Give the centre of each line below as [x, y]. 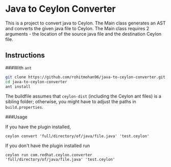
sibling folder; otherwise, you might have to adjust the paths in [71, 102]
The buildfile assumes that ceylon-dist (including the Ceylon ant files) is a [83, 96]
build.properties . [24, 107]
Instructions [25, 55]
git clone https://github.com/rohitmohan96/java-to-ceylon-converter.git [86, 77]
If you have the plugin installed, [38, 127]
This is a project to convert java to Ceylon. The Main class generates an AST [86, 23]
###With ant [19, 67]
